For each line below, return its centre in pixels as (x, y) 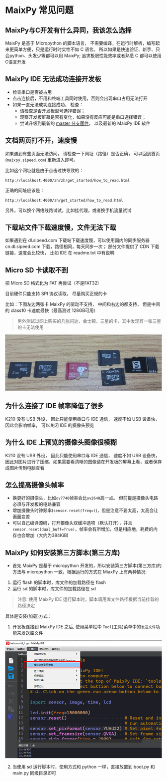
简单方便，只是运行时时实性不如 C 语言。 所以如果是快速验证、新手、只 (87, 49)
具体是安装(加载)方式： (29, 616)
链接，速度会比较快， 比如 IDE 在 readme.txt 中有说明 (60, 253)
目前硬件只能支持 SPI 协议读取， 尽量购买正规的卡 (56, 294)
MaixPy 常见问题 (39, 10)
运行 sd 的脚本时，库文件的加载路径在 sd (54, 589)
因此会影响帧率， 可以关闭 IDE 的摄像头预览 (50, 425)
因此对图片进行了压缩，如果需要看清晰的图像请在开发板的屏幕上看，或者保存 (83, 462)
